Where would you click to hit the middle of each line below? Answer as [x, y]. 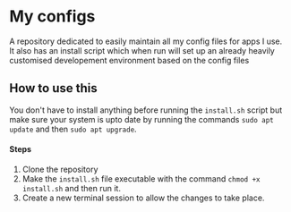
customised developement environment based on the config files [129, 60]
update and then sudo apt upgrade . [73, 129]
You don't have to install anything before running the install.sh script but [146, 110]
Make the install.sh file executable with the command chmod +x [141, 178]
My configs [52, 17]
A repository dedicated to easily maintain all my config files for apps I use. [146, 41]
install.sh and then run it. [71, 188]
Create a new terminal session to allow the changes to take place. [143, 198]
